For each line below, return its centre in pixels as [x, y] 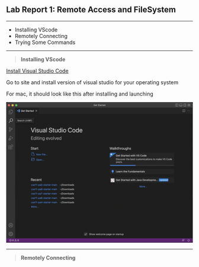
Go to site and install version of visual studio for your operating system [92, 82]
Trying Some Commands [45, 42]
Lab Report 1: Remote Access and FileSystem [91, 10]
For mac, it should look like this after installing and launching [80, 94]
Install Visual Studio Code [38, 71]
